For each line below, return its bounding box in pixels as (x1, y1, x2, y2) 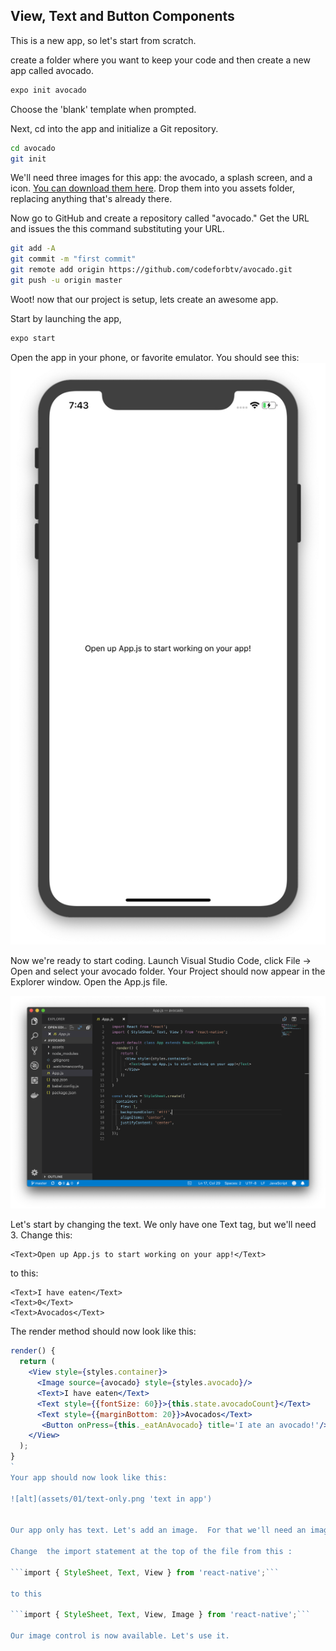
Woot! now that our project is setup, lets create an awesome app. (10, 293, 279, 305)
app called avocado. (10, 64, 95, 76)
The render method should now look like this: (10, 1325, 197, 1338)
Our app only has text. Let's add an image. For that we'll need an (10, 1525, 307, 1536)
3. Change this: (10, 1229, 73, 1241)
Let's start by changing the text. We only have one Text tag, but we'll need (10, 1219, 317, 1231)
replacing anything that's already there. (10, 193, 173, 205)
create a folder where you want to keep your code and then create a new (10, 54, 311, 66)
